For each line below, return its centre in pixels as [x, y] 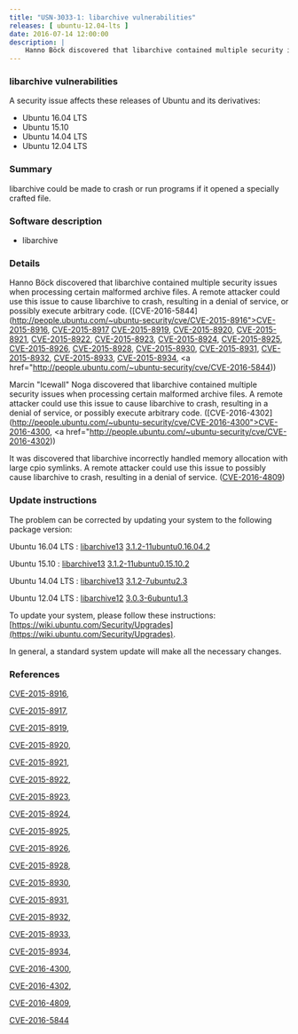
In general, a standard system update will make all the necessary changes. [145, 651]
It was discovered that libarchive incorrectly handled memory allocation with [149, 459]
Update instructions [53, 501]
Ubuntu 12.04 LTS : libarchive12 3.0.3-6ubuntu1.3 [99, 598]
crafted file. [30, 198]
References [35, 674]
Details [25, 263]
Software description [56, 221]
